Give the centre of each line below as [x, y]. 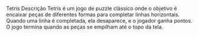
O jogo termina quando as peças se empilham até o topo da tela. [85, 27]
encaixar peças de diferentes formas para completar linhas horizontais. [93, 15]
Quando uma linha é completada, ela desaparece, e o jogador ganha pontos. [99, 21]
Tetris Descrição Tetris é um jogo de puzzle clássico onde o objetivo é [92, 8]
